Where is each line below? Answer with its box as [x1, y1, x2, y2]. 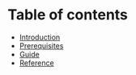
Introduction [19, 32, 61, 42]
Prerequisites [19, 40, 64, 50]
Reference [19, 58, 54, 68]
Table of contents [7, 6, 129, 24]
